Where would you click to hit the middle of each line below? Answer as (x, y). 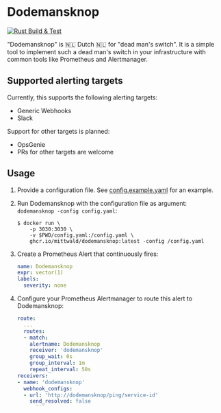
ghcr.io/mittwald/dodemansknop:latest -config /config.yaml (117, 241)
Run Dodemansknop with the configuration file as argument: (102, 203)
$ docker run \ (39, 223)
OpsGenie (31, 144)
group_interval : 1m (57, 363)
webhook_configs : (48, 388)
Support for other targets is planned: (58, 131)
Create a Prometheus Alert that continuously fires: (88, 254)
